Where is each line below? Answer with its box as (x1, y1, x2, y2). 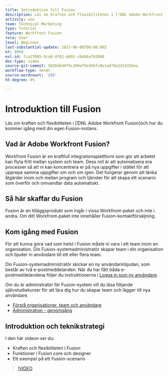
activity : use (5, 17, 35, 22)
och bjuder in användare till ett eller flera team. (5, 252, 102, 258)
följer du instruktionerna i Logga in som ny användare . (46, 272, 158, 278)
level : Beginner (5, 40, 39, 45)
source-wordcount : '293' (5, 73, 57, 78)
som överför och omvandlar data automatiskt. (5, 180, 100, 186)
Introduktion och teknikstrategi (5, 322, 105, 330)
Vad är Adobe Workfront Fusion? (5, 140, 110, 149)
